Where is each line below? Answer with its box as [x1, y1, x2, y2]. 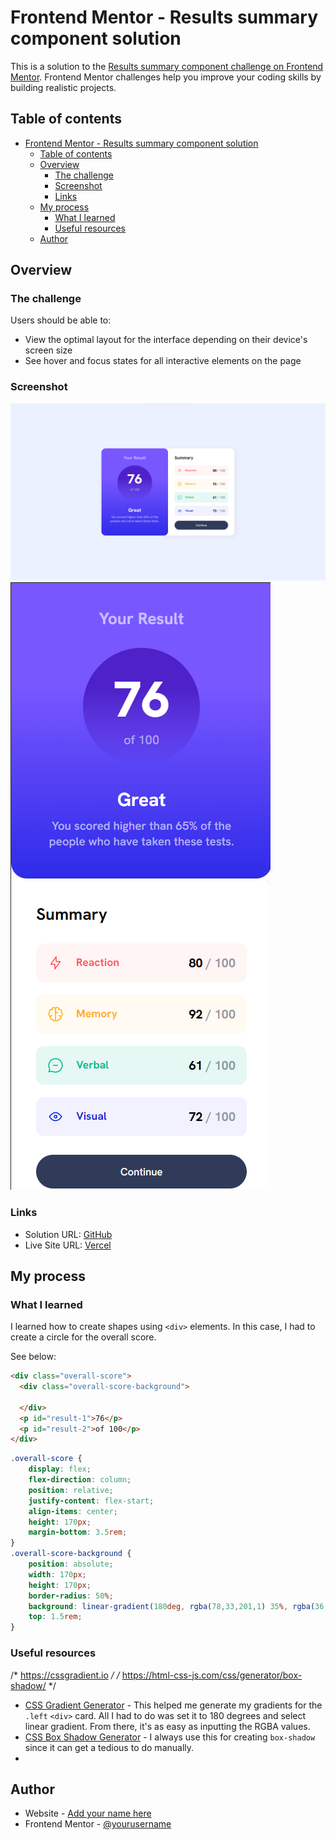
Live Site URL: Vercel [24, 1239, 112, 1251]
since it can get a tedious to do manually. [24, 1741, 195, 1753]
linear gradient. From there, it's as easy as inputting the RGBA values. [24, 1720, 311, 1732]
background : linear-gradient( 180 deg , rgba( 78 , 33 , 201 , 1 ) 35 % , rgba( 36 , [28, 1601, 329, 1611]
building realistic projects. [10, 81, 117, 93]
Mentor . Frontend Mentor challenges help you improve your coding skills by [10, 71, 322, 83]
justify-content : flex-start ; [28, 1496, 155, 1506]
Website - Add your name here [24, 1807, 152, 1820]
